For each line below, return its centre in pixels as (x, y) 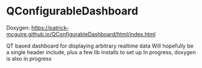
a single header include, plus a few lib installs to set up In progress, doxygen (101, 52)
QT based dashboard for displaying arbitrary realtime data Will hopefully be (100, 46)
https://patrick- (50, 28)
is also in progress (29, 58)
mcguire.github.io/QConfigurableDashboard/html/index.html (81, 34)
